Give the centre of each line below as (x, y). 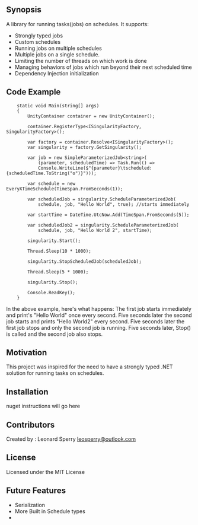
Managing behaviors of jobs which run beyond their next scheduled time (103, 67)
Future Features (36, 491)
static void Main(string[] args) (58, 106)
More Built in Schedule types (50, 511)
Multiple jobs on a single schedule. (57, 54)
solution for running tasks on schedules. (55, 373)
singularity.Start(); (54, 241)
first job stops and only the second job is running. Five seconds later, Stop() (99, 327)
